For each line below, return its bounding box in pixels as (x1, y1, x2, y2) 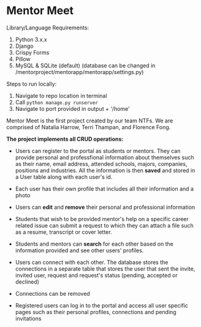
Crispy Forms (15, 48, 50, 56)
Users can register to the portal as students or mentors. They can (15, 147, 181, 154)
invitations (15, 315, 42, 322)
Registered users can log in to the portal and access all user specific (15, 301, 189, 309)
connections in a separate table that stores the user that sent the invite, (15, 265, 195, 272)
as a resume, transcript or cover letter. (15, 228, 112, 236)
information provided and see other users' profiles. (15, 246, 144, 254)
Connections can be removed (15, 290, 90, 297)
